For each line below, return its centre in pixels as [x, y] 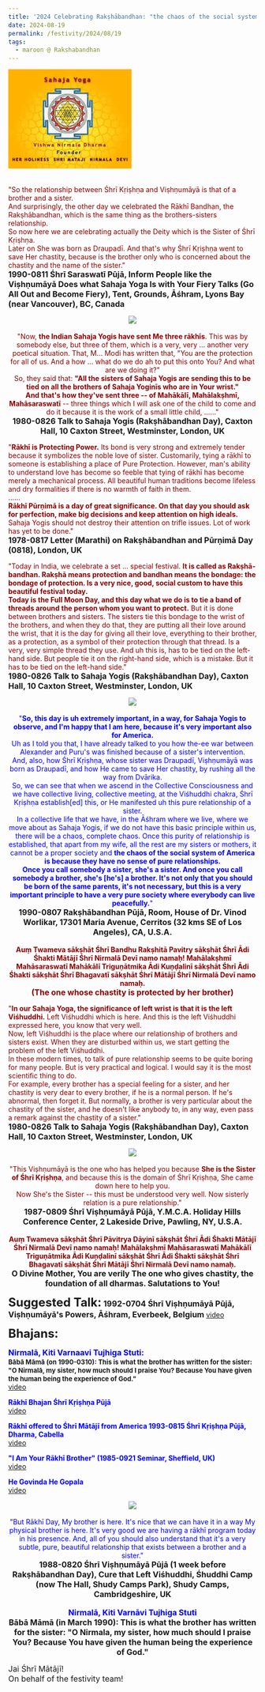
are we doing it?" [132, 370]
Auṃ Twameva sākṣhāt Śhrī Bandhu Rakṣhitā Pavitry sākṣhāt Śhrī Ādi [132, 950]
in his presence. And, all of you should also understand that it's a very [132, 1539]
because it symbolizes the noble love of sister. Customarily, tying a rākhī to [130, 455]
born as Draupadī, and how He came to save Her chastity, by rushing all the [132, 769]
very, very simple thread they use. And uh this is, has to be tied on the [121, 650]
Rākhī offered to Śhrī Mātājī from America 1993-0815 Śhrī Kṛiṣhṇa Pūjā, [127, 1426]
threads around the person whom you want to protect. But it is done [121, 608]
